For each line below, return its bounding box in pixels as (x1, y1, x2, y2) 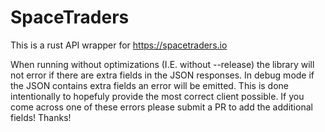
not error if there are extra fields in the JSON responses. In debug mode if (10, 69, 315, 81)
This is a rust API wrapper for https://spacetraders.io (10, 39, 228, 51)
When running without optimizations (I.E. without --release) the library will (10, 58, 315, 70)
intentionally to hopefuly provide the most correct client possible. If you (10, 90, 305, 102)
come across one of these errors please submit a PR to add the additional (10, 101, 313, 113)
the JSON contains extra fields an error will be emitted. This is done (10, 79, 290, 91)
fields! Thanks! (10, 111, 72, 123)
